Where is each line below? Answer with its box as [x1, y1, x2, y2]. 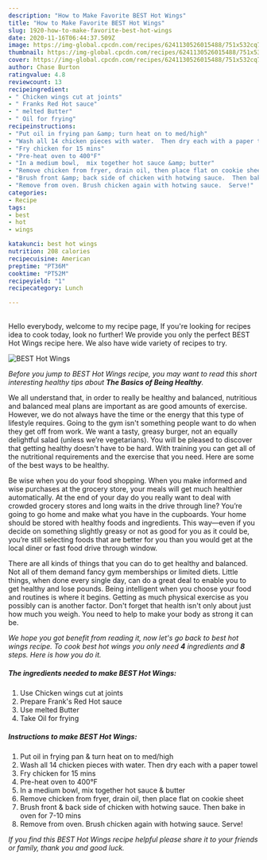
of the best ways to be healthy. [8, 461, 110, 470]
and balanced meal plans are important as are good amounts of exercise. [8, 402, 248, 411]
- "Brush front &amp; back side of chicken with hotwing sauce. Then [8, 174, 247, 183]
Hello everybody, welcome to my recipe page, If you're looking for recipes [8, 322, 251, 331]
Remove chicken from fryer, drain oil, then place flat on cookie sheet [19, 794, 244, 804]
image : [8, 41, 30, 49]
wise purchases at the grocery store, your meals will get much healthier [8, 484, 243, 494]
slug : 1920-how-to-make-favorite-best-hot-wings [8, 26, 172, 34]
